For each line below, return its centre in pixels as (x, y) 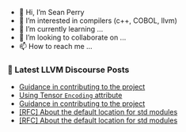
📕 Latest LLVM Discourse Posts (68, 70)
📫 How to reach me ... (55, 46)
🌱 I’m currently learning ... (61, 29)
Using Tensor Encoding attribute (70, 96)
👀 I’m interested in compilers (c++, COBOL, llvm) (98, 21)
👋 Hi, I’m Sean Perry (51, 12)
